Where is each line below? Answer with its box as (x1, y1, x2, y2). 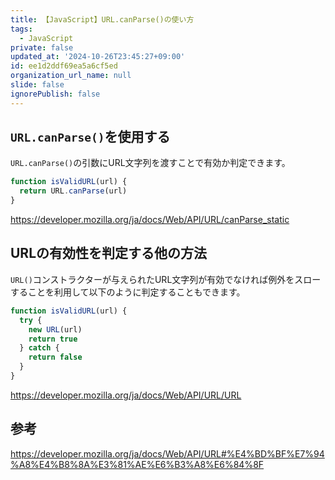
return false (28, 352, 83, 363)
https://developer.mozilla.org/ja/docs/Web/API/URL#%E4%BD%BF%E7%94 (10, 447, 325, 460)
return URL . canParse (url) (19, 186, 128, 196)
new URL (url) (28, 324, 83, 335)
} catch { (19, 343, 60, 353)
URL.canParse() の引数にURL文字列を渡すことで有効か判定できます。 (10, 157, 291, 169)
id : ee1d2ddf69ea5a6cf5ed (10, 61, 118, 71)
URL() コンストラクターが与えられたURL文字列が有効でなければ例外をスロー (10, 273, 322, 285)
